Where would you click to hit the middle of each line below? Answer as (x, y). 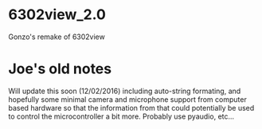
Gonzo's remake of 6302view (57, 37)
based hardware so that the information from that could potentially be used (131, 107)
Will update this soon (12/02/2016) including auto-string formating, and (125, 91)
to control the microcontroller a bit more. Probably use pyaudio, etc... (121, 116)
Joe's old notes (60, 69)
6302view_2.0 (57, 15)
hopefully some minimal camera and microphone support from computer (127, 99)
